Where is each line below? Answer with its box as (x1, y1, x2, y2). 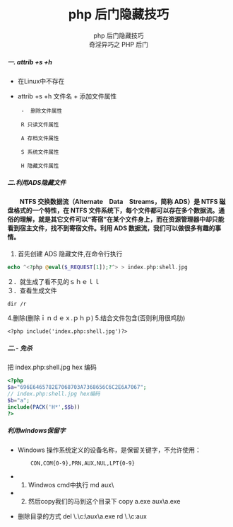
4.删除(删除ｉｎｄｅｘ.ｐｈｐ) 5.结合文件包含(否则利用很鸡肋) (7, 314, 186, 322)
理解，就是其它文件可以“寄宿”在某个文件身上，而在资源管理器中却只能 (19, 215, 225, 223)
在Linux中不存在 (17, 76, 65, 85)
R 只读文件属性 (20, 121, 59, 128)
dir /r (7, 300, 27, 308)
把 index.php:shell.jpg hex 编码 (7, 363, 97, 372)
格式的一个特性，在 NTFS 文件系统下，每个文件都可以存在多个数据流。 (13, 206, 219, 215)
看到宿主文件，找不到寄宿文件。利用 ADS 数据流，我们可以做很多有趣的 (7, 224, 215, 232)
